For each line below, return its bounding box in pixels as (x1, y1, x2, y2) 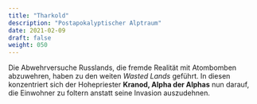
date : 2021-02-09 (8, 26, 66, 34)
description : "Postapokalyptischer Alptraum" (8, 19, 162, 27)
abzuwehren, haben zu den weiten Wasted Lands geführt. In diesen (8, 71, 231, 81)
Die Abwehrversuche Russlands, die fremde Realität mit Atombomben (8, 63, 237, 72)
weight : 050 (8, 41, 48, 49)
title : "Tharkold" (8, 11, 69, 20)
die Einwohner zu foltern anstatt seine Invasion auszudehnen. (8, 88, 211, 98)
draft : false (8, 33, 52, 42)
